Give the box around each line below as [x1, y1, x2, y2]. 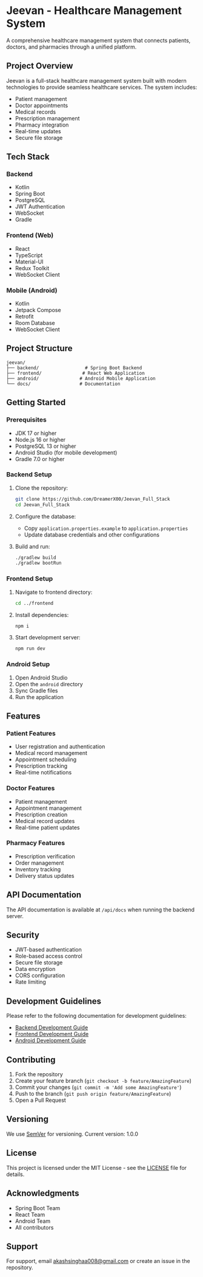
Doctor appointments [15, 102, 68, 109]
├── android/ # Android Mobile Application [6, 375, 156, 381]
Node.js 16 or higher [15, 436, 66, 443]
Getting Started [6, 397, 66, 408]
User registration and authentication [15, 743, 105, 750]
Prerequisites [6, 416, 47, 424]
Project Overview [6, 61, 73, 71]
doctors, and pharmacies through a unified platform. [6, 43, 137, 50]
